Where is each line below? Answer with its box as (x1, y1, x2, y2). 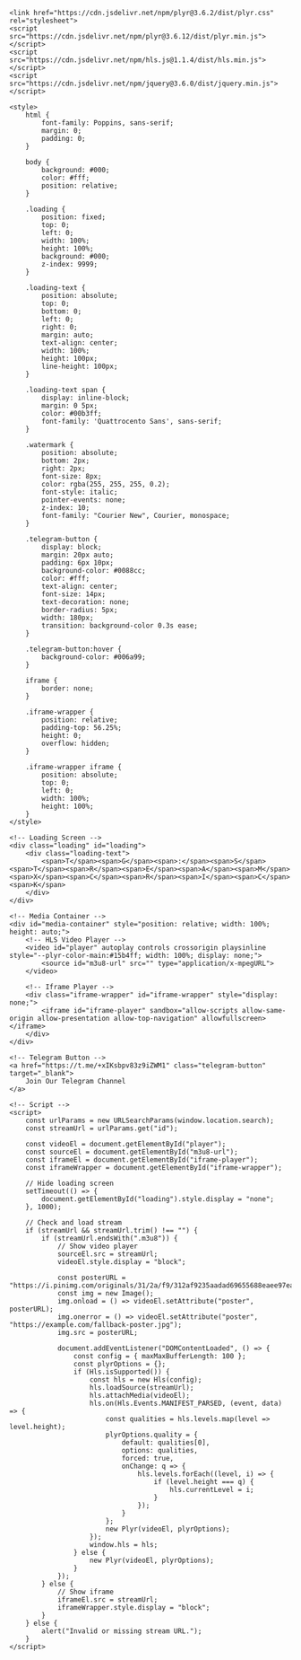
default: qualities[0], (121, 1438, 211, 1447)
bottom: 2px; (41, 456, 90, 465)
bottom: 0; (41, 307, 82, 316)
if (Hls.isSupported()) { (73, 1367, 170, 1376)
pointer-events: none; (41, 496, 126, 505)
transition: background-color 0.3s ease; (41, 621, 199, 630)
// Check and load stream (25, 1218, 123, 1227)
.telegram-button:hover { (25, 645, 123, 654)
